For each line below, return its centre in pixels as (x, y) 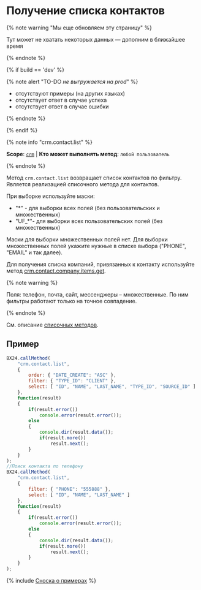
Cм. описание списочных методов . (52, 325)
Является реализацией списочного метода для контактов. (83, 184)
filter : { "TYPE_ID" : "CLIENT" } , (72, 381)
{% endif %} (22, 130)
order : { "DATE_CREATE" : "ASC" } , (72, 375)
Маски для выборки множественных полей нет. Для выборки (87, 239)
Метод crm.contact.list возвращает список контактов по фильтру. (94, 178)
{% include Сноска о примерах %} (51, 581)
